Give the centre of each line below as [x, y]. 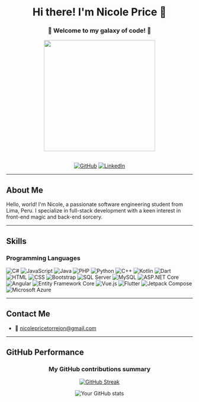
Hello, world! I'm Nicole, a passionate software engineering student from [95, 204]
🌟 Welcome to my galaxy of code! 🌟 [99, 31]
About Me [25, 190]
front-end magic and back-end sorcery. [54, 217]
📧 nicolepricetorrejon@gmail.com [55, 328]
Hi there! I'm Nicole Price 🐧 [99, 12]
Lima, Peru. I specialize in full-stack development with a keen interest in [94, 211]
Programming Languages [44, 258]
